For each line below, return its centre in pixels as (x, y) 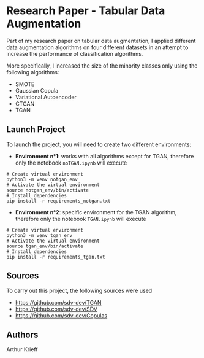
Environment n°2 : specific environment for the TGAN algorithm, (96, 212)
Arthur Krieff (22, 349)
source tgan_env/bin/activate (45, 246)
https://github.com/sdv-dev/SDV (56, 309)
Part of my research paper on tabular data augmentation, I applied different (101, 41)
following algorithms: (33, 72)
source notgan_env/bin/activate (47, 190)
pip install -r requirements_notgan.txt (59, 201)
